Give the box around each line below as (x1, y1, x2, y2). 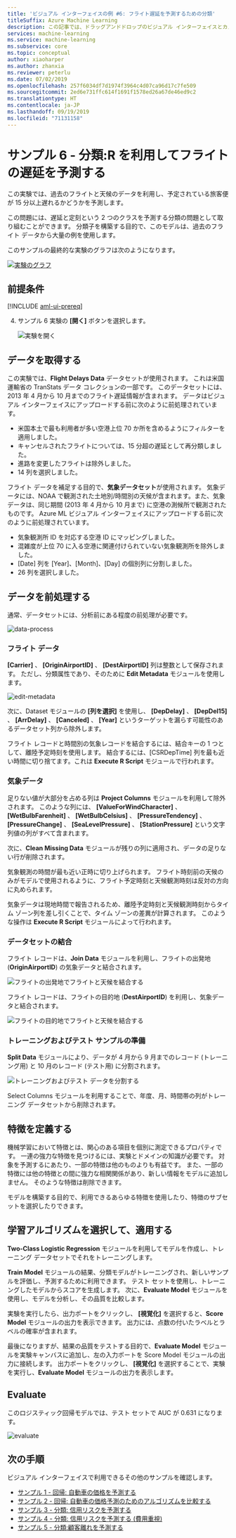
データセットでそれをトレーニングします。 (33, 1253, 157, 1261)
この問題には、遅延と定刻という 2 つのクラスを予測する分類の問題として (7, 213, 218, 221)
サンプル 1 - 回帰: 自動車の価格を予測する (17, 1488, 137, 1497)
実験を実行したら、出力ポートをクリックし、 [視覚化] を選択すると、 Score (7, 1309, 223, 1317)
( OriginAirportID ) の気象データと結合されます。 (7, 963, 145, 971)
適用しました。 (17, 433, 61, 441)
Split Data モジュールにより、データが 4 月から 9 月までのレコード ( (7, 1053, 204, 1062)
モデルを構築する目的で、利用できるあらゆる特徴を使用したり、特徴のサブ (7, 1193, 223, 1201)
